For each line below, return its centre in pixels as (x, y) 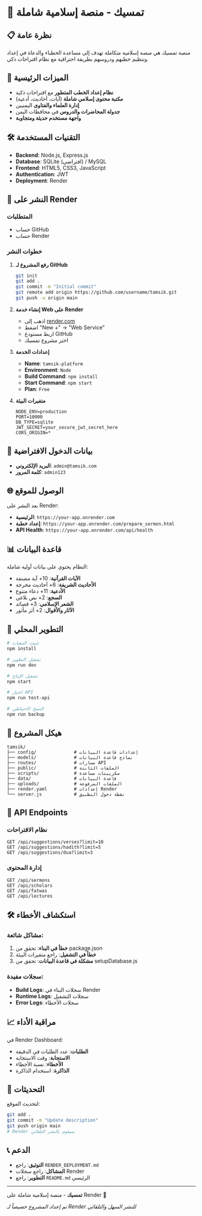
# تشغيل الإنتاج (22, 676)
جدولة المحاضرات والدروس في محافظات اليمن (68, 111)
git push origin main (34, 1126)
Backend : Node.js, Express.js (52, 155)
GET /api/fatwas (27, 891)
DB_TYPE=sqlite (34, 422)
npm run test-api (28, 698)
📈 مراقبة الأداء (31, 1022)
